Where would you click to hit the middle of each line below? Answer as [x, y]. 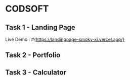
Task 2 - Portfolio [33, 55]
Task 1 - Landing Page [40, 27]
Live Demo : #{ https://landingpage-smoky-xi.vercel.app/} [65, 39]
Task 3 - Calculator [36, 72]
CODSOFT [27, 9]
